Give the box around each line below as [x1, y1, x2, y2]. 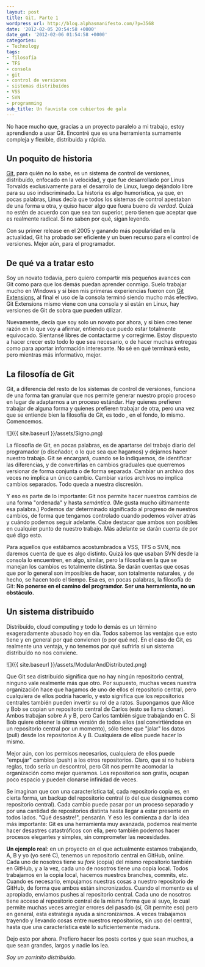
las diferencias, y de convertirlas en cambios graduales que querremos [6, 461, 185, 468]
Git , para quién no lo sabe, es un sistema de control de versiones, [6, 170, 171, 177]
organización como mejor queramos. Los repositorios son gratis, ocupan [6, 769, 189, 776]
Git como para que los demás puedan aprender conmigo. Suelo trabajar [6, 281, 187, 288]
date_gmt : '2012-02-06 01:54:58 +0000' [6, 32, 108, 38]
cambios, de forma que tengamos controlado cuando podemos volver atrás [6, 512, 196, 519]
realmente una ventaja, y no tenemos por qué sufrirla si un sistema [6, 642, 174, 650]
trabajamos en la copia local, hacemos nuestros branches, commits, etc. [6, 871, 189, 878]
